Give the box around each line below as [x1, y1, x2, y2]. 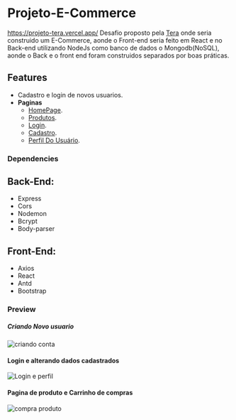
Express [17, 194, 42, 203]
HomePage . [28, 105, 63, 114]
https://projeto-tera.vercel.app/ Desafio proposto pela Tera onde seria [7, 28, 212, 37]
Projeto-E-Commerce [7, 5, 137, 21]
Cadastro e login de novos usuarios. [17, 90, 123, 99]
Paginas [17, 98, 43, 107]
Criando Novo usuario [7, 322, 74, 330]
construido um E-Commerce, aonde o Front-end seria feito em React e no [7, 36, 223, 44]
